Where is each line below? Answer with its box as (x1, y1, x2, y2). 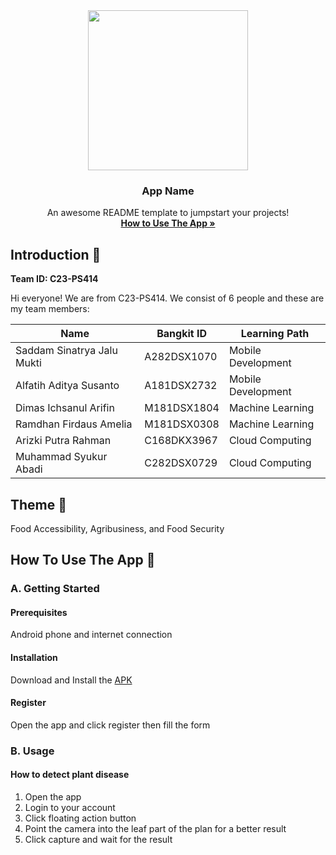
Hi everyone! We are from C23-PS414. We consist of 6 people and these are (10, 292, 325, 304)
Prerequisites (10, 606, 68, 618)
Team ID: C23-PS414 (10, 273, 99, 285)
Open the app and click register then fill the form (10, 719, 211, 731)
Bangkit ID (156, 327, 207, 341)
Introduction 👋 (10, 246, 102, 263)
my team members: (10, 303, 90, 315)
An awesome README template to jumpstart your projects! (46, 207, 290, 219)
